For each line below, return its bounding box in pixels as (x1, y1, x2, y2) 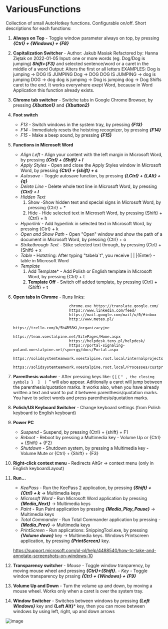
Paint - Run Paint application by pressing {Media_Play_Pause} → (20, 506, 155, 512)
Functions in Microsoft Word (12, 141, 73, 148)
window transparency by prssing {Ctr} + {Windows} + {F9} (12, 573, 136, 579)
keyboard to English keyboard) (12, 410, 76, 416)
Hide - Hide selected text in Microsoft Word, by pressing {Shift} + (27, 210, 162, 216)
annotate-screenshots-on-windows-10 (12, 553, 93, 559)
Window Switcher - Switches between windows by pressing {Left (12, 598, 150, 604)
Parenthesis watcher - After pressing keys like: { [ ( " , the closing (12, 373, 154, 379)
